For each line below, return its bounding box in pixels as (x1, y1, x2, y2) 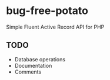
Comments (14, 68, 42, 75)
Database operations (14, 55, 66, 62)
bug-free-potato (6, 4, 88, 18)
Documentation (14, 62, 52, 69)
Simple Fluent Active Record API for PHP (6, 23, 105, 30)
